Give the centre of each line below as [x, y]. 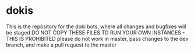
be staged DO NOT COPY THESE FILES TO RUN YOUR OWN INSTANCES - [96, 32]
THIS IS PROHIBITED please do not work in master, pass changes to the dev [97, 38]
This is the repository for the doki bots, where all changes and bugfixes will [96, 26]
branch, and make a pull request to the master [61, 45]
